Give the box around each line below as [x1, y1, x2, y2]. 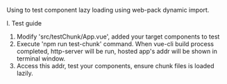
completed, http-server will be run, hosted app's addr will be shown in [16, 48, 218, 55]
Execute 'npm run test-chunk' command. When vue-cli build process [16, 40, 215, 48]
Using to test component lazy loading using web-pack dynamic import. [6, 6, 210, 14]
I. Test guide [6, 19, 42, 27]
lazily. [16, 69, 33, 77]
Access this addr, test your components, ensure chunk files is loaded [16, 62, 215, 70]
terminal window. [16, 54, 66, 63]
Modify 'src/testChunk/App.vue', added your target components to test [16, 32, 220, 41]
